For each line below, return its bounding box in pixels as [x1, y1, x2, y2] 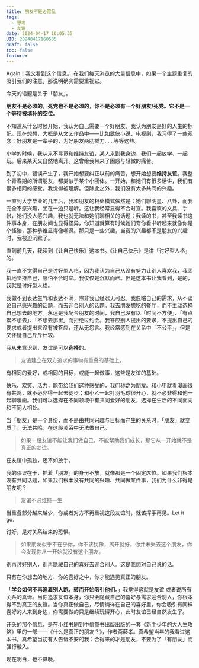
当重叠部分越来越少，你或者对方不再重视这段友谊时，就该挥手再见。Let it [6, 509, 185, 516]
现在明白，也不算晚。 [6, 656, 58, 663]
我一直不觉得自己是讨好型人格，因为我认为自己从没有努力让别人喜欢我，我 [6, 267, 188, 274]
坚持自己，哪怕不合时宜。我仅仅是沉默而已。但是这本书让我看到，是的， [16, 274, 193, 282]
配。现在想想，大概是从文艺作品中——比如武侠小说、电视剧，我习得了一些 [6, 130, 188, 137]
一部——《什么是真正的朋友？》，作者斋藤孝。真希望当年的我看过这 [26, 628, 191, 635]
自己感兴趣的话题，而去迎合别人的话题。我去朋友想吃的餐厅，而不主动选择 [11, 302, 193, 309]
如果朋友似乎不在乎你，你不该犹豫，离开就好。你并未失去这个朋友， [20, 541, 187, 548]
